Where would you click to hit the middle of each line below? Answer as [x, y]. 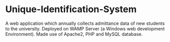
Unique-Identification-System [71, 9]
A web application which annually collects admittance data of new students [85, 23]
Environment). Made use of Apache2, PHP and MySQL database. [74, 34]
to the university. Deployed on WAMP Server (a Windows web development [85, 28]
